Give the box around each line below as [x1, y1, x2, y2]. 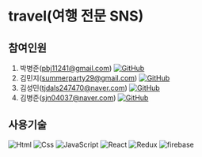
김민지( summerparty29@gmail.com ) [19, 73, 138, 83]
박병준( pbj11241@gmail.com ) [19, 64, 112, 73]
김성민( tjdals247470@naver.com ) [19, 84, 128, 92]
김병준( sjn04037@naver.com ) [19, 93, 116, 103]
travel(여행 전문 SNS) [8, 7, 144, 25]
